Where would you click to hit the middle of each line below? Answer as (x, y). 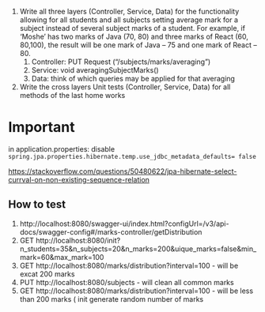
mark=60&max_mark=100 (62, 257)
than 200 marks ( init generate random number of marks (112, 299)
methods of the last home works (72, 95)
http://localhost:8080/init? (78, 240)
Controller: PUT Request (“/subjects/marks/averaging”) (121, 62)
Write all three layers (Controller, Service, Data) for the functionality (129, 11)
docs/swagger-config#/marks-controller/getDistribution (111, 231)
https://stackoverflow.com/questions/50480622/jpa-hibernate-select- (123, 171)
